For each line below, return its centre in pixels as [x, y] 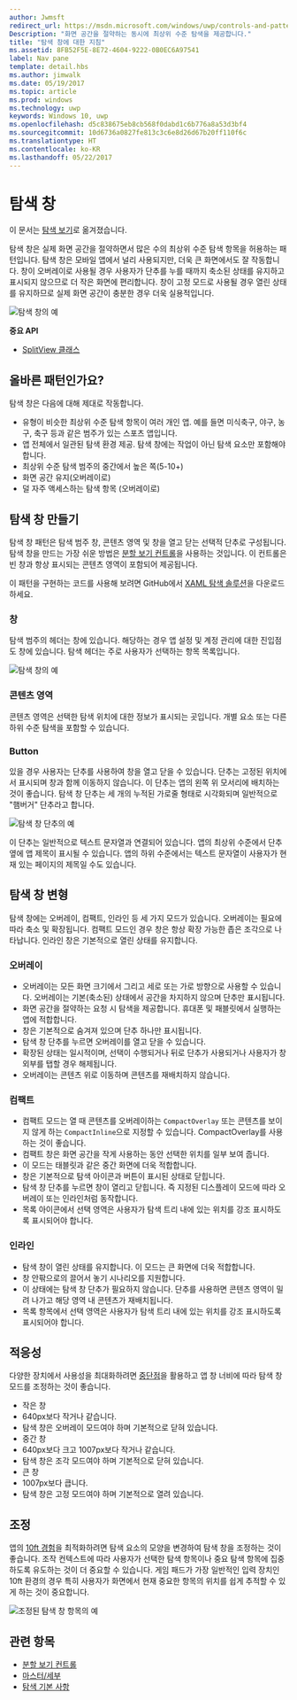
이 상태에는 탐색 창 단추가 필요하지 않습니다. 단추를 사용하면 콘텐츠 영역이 [148, 1289]
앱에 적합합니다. [49, 1020]
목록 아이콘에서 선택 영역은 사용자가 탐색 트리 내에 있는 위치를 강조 [136, 1209]
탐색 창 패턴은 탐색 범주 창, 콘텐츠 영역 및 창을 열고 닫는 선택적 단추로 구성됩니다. [148, 542]
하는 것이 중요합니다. [54, 1592]
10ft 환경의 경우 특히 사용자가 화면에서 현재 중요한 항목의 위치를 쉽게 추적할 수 [143, 1581]
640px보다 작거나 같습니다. [69, 1417]
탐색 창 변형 [39, 895]
